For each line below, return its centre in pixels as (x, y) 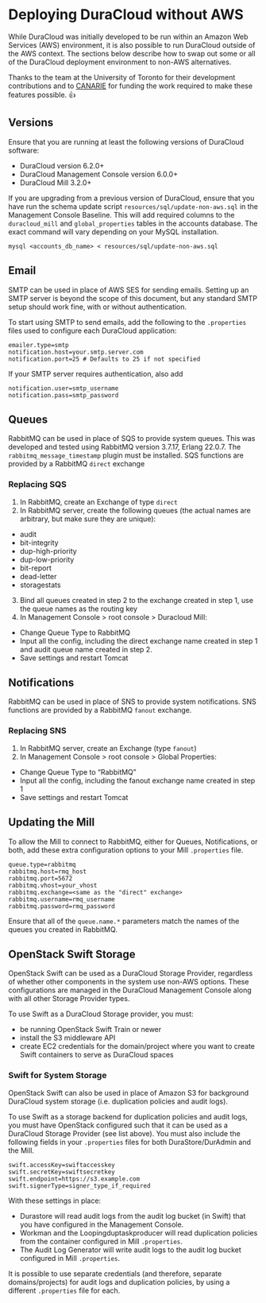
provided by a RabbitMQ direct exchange (77, 464)
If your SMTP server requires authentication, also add (96, 373)
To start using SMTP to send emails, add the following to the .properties (127, 322)
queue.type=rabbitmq (42, 864)
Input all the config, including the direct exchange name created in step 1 (139, 640)
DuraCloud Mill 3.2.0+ (56, 182)
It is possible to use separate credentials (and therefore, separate (115, 1274)
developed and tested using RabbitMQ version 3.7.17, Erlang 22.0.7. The (125, 447)
